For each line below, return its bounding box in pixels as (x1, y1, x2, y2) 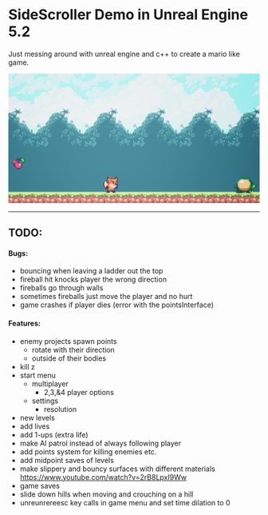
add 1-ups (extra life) (19, 429, 89, 439)
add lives (19, 421, 50, 431)
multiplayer (31, 378, 69, 389)
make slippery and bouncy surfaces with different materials (19, 464, 215, 473)
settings (31, 396, 58, 405)
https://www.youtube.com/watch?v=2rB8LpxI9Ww (19, 472, 187, 481)
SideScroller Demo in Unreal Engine (8, 6, 249, 24)
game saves (19, 481, 60, 490)
